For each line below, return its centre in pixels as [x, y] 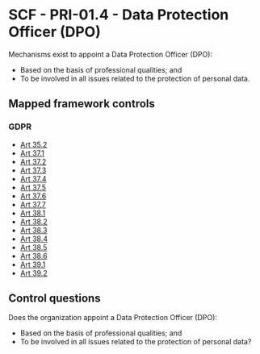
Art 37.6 [33, 196]
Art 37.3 [33, 170]
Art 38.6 [34, 256]
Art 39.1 [33, 264]
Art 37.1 [32, 153]
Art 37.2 [33, 161]
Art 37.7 [33, 204]
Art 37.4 [33, 178]
